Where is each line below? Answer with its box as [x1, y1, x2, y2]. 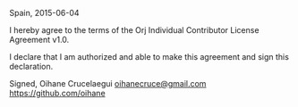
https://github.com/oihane [9, 88, 106, 98]
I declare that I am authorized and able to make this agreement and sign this [9, 52, 289, 62]
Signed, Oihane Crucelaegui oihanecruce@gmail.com [9, 78, 207, 88]
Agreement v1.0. [9, 35, 70, 45]
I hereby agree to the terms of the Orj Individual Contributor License [9, 25, 260, 35]
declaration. [9, 62, 54, 71]
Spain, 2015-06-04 [9, 8, 80, 18]
